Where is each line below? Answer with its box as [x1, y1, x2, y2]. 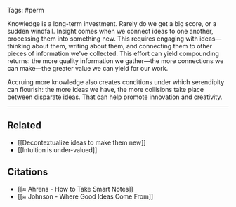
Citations [7, 166, 48, 178]
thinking [7, 42, 31, 50]
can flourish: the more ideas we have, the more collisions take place [7, 86, 204, 93]
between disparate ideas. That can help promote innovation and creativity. [7, 93, 223, 101]
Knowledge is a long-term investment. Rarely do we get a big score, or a [7, 20, 216, 27]
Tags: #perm [7, 6, 44, 14]
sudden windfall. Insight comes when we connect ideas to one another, [7, 27, 214, 35]
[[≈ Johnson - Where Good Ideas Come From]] [17, 192, 154, 201]
